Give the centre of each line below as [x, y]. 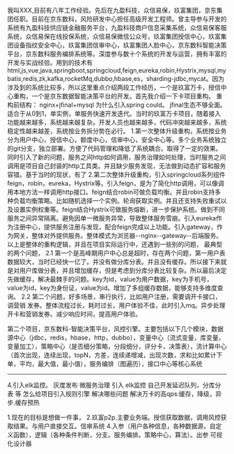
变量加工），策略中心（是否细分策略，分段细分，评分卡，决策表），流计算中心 [117, 346]
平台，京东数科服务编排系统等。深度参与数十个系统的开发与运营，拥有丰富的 [117, 54]
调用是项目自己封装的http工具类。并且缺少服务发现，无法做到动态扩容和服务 [117, 166]
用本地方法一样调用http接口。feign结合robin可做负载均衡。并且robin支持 [111, 192]
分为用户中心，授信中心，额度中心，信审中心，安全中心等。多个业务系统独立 [117, 139]
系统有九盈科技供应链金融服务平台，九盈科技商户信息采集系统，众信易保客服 [117, 28]
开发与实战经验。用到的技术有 [50, 62]
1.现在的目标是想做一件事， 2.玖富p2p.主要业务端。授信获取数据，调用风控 [114, 417]
